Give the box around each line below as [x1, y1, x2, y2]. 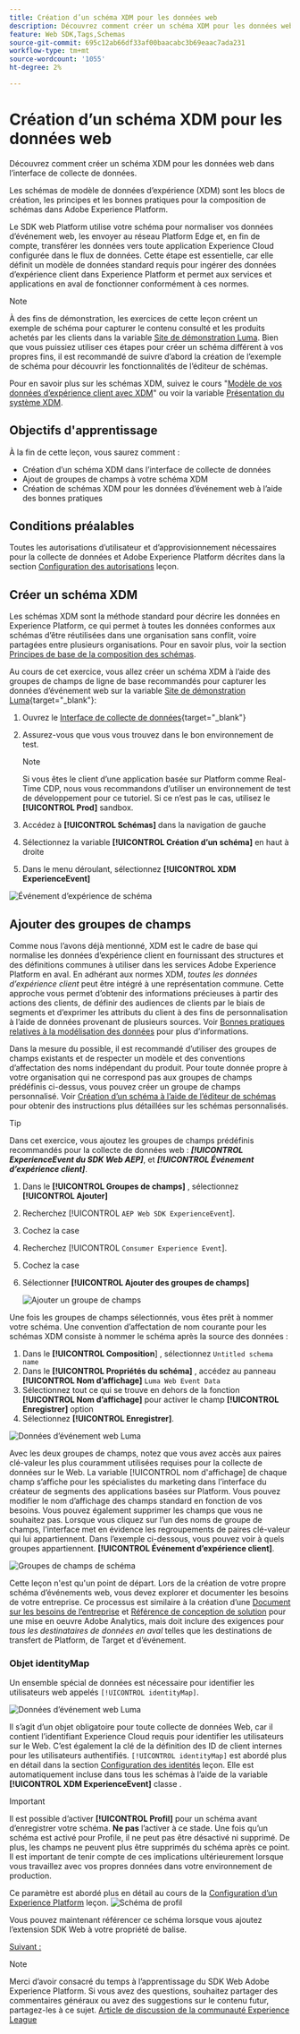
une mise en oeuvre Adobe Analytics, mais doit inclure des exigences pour [9, 1616, 285, 1627]
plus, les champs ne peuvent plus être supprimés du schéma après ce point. [9, 1842, 290, 1853]
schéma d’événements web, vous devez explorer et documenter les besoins [9, 1587, 289, 1598]
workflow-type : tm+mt [9, 47, 90, 56]
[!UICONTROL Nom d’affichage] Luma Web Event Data [21, 1375, 221, 1386]
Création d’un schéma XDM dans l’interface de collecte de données [21, 464, 271, 474]
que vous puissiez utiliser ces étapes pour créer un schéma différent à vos [9, 341, 284, 352]
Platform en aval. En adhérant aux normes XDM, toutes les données [9, 969, 258, 980]
